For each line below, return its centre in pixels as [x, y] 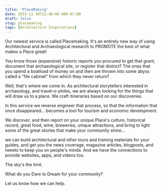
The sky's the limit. [24, 165]
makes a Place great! [26, 52]
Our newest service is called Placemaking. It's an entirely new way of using [80, 41]
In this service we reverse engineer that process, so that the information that [81, 106]
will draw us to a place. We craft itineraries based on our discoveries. [74, 96]
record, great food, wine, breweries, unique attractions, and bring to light [77, 125]
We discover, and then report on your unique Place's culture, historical [75, 120]
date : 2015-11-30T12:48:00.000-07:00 [43, 14]
